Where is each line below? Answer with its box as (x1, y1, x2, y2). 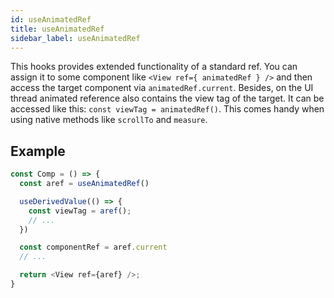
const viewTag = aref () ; (28, 206, 132, 216)
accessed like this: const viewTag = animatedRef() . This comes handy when (10, 103, 325, 115)
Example (10, 142, 66, 160)
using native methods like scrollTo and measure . (10, 114, 208, 126)
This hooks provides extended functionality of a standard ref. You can (10, 61, 298, 73)
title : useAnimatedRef (10, 24, 105, 34)
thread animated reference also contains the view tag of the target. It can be (10, 92, 325, 105)
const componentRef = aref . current (19, 242, 168, 253)
